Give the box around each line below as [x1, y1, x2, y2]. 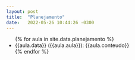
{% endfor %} [14, 48, 49, 55]
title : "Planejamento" [6, 14, 65, 20]
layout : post [6, 8, 39, 15]
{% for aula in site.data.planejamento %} [14, 36, 114, 43]
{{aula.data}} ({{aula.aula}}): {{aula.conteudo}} [14, 42, 130, 49]
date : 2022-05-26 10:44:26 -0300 [6, 19, 95, 25]
